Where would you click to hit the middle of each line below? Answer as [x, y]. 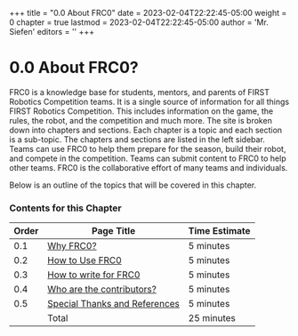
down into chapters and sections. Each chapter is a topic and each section [146, 130]
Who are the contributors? [102, 290]
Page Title [114, 231]
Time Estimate [219, 231]
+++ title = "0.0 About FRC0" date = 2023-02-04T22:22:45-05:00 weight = [148, 13]
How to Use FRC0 [85, 260]
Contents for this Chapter [65, 208]
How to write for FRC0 [94, 275]
